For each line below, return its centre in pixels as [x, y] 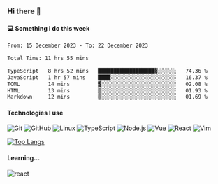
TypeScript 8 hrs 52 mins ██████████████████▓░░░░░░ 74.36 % [108, 71]
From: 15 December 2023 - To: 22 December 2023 [78, 46]
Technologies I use [35, 113]
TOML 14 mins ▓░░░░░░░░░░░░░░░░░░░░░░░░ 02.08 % [108, 84]
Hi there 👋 [24, 11]
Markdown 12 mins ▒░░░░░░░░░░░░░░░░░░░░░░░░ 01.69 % [108, 97]
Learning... [24, 158]
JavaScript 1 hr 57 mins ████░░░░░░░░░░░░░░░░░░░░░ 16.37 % [108, 77]
